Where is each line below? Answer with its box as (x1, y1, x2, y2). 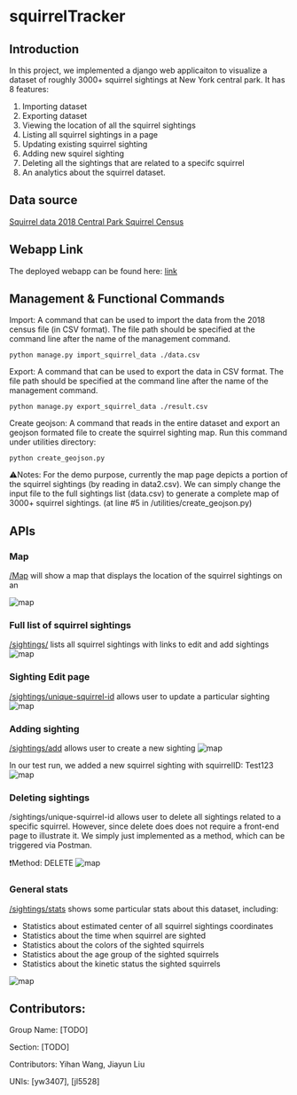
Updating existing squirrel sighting (21, 139, 148, 149)
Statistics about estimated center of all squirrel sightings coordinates (21, 920, 274, 931)
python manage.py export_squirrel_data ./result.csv (9, 402, 208, 412)
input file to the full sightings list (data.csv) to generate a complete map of (9, 488, 279, 499)
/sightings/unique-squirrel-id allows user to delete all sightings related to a (9, 812, 282, 823)
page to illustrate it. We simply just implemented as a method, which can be (9, 831, 285, 841)
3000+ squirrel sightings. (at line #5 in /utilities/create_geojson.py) (9, 498, 253, 508)
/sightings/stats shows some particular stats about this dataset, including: (9, 903, 279, 914)
